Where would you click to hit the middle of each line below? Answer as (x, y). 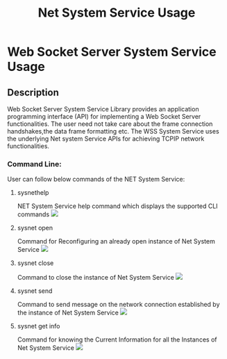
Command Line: (34, 163)
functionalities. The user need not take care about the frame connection (110, 124)
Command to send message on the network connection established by (118, 305)
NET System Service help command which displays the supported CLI (117, 206)
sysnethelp (33, 193)
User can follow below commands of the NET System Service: (96, 179)
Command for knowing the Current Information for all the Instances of (117, 340)
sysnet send (35, 291)
